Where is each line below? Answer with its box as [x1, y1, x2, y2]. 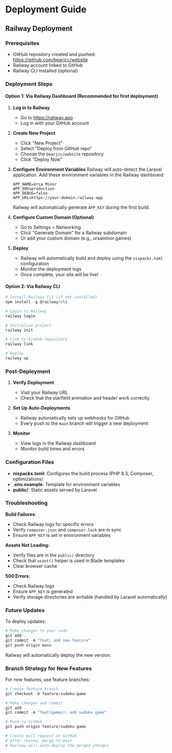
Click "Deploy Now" [20, 156, 63, 163]
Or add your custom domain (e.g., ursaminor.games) [20, 235, 131, 241]
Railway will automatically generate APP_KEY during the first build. [12, 204, 150, 210]
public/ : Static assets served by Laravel [12, 487, 97, 493]
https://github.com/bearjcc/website [12, 57, 88, 63]
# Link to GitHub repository [5, 337, 68, 342]
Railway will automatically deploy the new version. [5, 652, 111, 658]
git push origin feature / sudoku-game [5, 724, 86, 729]
